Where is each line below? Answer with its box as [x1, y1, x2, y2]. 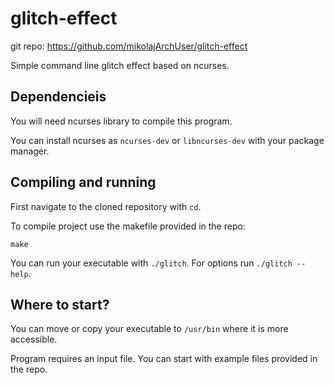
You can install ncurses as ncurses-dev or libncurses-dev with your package [10, 134, 325, 146]
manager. [10, 145, 50, 157]
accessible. [10, 333, 58, 346]
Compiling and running [10, 174, 157, 191]
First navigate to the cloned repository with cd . [10, 200, 202, 212]
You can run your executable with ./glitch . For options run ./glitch [10, 257, 293, 269]
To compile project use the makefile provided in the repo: [10, 220, 246, 232]
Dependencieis [10, 88, 107, 106]
